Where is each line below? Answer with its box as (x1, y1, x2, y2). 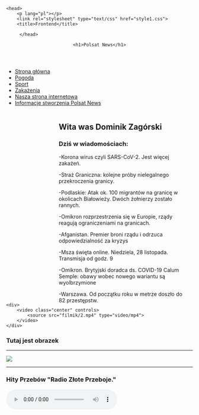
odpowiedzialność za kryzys (59, 237, 129, 244)
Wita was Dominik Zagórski (59, 122, 162, 132)
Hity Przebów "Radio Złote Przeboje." (6, 375, 117, 384)
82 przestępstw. (59, 296, 98, 304)
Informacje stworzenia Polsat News (14, 100, 102, 106)
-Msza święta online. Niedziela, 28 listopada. (59, 248, 169, 256)
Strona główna (14, 68, 50, 75)
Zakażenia (14, 87, 40, 94)
